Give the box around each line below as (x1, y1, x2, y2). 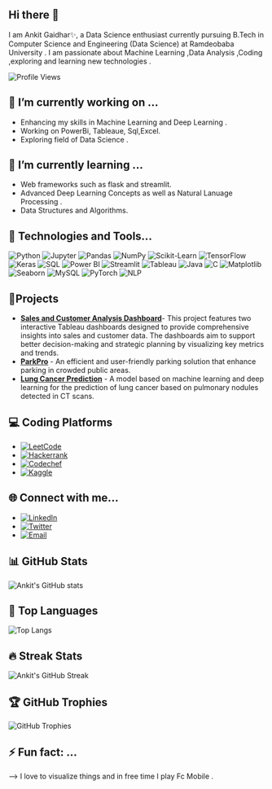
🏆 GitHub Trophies (8, 695, 108, 709)
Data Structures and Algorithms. (20, 205, 129, 216)
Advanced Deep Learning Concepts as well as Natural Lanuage (20, 188, 234, 198)
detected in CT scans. (20, 392, 95, 401)
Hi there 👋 (8, 8, 59, 22)
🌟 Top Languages (8, 603, 99, 617)
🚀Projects (8, 291, 59, 305)
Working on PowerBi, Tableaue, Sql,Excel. (20, 125, 161, 135)
